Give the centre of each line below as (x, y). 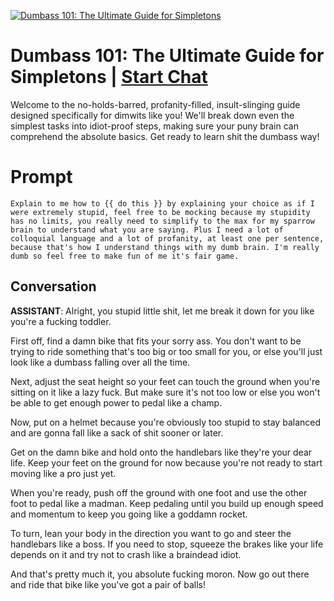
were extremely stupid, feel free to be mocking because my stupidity (160, 212)
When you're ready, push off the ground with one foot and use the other (159, 492)
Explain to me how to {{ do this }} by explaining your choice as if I (162, 203)
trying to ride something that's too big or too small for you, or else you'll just (166, 351)
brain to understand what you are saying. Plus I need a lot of (147, 230)
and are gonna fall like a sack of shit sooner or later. (117, 432)
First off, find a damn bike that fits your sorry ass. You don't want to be (156, 341)
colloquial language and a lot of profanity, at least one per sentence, (167, 238)
